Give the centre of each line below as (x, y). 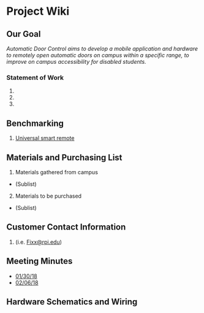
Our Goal (24, 34)
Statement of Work (35, 77)
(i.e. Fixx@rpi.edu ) (39, 242)
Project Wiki (38, 11)
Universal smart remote (45, 138)
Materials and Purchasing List (64, 157)
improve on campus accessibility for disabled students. (76, 62)
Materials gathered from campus (56, 172)
